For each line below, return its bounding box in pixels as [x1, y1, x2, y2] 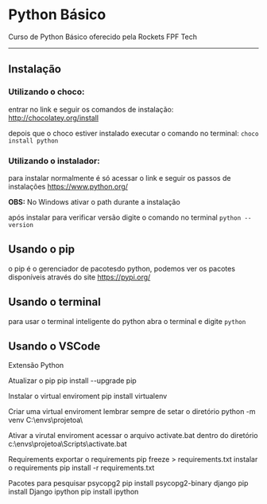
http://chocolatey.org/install [8, 113, 99, 123]
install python [8, 137, 59, 145]
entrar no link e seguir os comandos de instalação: [8, 104, 174, 114]
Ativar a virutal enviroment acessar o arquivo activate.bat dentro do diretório [8, 431, 258, 440]
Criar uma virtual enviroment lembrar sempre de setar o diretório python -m [8, 407, 256, 416]
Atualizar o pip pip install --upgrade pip [8, 376, 137, 385]
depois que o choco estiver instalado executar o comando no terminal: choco [8, 128, 259, 138]
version [8, 221, 34, 229]
